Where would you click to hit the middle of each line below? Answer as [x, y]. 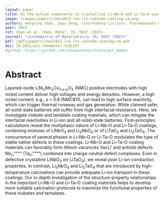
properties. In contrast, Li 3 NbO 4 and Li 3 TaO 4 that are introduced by [73, 167]
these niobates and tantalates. [35, 193]
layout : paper [20, 10]
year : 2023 [16, 28]
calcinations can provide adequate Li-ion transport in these [90, 172]
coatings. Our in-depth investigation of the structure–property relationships [81, 178]
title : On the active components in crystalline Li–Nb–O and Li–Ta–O [77, 14]
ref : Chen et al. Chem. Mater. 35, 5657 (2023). [55, 32]
